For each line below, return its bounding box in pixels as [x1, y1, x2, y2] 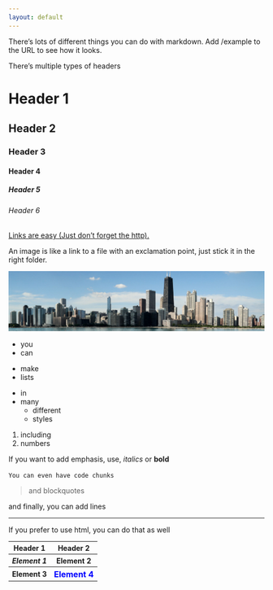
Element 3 [11, 570, 47, 579]
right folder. [8, 255, 47, 264]
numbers [19, 439, 51, 448]
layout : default [8, 13, 63, 21]
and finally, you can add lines [8, 501, 106, 512]
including [19, 430, 51, 439]
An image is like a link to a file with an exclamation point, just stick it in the [8, 247, 256, 256]
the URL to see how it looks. [8, 45, 102, 55]
